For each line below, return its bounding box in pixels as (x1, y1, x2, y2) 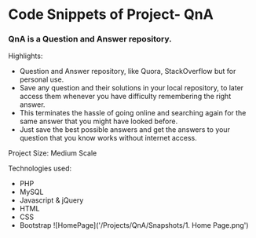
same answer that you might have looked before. (19, 116, 178, 126)
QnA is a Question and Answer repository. (8, 34, 172, 45)
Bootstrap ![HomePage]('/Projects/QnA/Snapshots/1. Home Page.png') (19, 221, 249, 230)
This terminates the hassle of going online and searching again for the (19, 108, 247, 118)
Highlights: (8, 51, 43, 60)
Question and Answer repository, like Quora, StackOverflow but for (19, 67, 236, 76)
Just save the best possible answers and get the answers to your (19, 125, 230, 134)
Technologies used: (8, 163, 72, 174)
